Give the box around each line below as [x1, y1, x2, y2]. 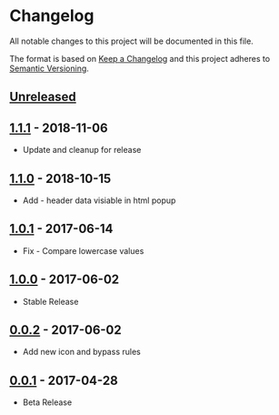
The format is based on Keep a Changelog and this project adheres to [9, 53, 271, 64]
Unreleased [9, 89, 77, 105]
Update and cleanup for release [22, 145, 142, 156]
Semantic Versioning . [9, 63, 89, 74]
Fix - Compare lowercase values [22, 245, 144, 256]
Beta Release [22, 397, 73, 408]
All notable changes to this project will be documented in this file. [9, 35, 254, 46]
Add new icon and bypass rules [22, 347, 141, 358]
